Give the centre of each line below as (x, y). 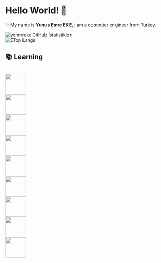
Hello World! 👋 (36, 10)
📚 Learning (24, 57)
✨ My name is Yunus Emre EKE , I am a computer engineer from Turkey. (81, 25)
